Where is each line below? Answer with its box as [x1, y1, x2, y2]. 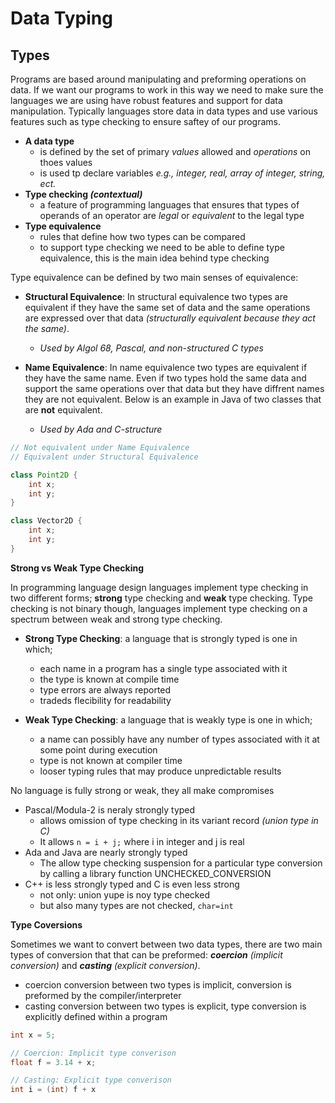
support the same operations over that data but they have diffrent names [24, 383, 325, 394]
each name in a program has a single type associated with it [39, 662, 288, 674]
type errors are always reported [39, 683, 172, 696]
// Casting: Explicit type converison [10, 1075, 172, 1086]
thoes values [39, 157, 93, 168]
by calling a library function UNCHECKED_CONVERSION [39, 867, 272, 879]
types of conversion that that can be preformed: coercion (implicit [10, 948, 283, 961]
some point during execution [39, 743, 158, 756]
